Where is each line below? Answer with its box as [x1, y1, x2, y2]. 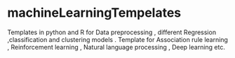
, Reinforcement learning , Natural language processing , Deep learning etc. [7, 43, 226, 51]
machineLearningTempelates [7, 5, 182, 21]
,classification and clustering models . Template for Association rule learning [7, 35, 228, 43]
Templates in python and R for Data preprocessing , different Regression [7, 28, 216, 36]
